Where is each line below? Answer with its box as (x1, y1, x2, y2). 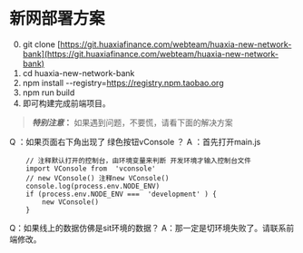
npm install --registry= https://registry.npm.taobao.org (22, 77, 224, 88)
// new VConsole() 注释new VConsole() (25, 173, 170, 182)
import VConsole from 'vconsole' (25, 164, 156, 173)
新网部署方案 (9, 8, 106, 29)
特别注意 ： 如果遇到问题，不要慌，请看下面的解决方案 (31, 117, 233, 128)
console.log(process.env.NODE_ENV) (25, 181, 161, 190)
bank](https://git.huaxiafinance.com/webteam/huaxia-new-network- (22, 48, 279, 59)
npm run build (22, 87, 75, 98)
